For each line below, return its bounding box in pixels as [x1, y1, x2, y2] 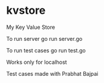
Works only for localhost [6, 58, 68, 66]
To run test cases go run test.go [6, 46, 86, 54]
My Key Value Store [6, 23, 56, 31]
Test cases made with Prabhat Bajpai [6, 70, 99, 77]
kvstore [6, 4, 46, 17]
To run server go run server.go [6, 35, 83, 42]
